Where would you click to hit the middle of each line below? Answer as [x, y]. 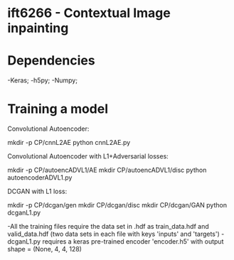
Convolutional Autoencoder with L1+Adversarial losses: [88, 156]
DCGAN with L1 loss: [37, 191]
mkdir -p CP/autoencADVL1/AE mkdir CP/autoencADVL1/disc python [107, 170]
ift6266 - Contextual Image [89, 13]
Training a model [58, 109]
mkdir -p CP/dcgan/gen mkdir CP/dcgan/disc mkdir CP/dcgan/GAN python [117, 205]
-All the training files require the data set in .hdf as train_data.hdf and [108, 227]
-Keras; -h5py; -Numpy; [43, 80]
